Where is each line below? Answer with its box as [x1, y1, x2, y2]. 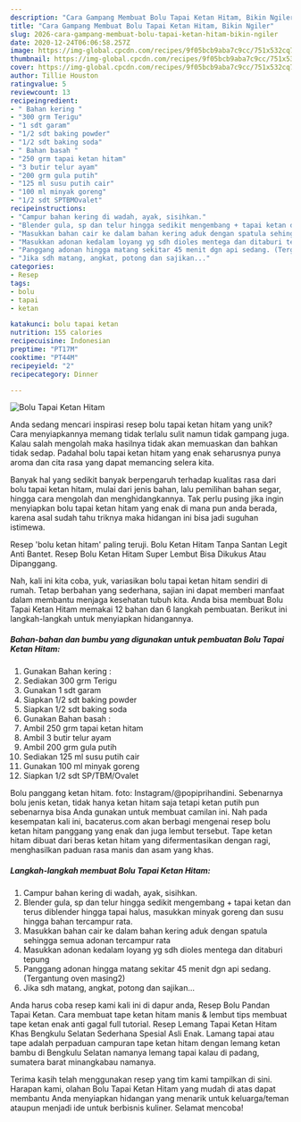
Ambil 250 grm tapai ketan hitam [22, 723, 144, 733]
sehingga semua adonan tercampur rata [22, 935, 171, 946]
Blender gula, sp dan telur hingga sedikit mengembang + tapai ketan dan [22, 897, 291, 908]
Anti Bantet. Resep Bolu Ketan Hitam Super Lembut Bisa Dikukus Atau [10, 548, 267, 559]
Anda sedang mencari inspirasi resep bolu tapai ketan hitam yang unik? [10, 419, 273, 430]
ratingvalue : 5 [10, 80, 67, 88]
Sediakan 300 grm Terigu [22, 675, 117, 686]
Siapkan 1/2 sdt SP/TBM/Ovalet [22, 770, 139, 782]
